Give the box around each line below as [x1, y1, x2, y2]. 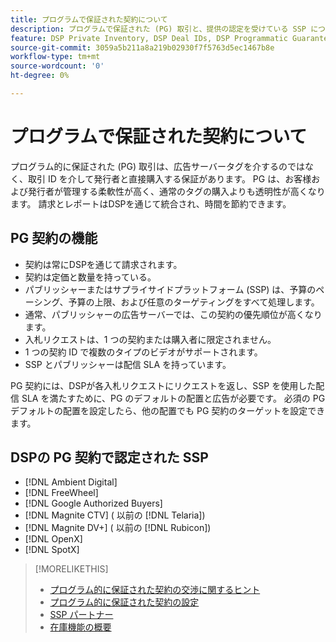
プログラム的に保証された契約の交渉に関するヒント [49, 584, 261, 596]
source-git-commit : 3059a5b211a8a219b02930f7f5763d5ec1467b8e [10, 42, 275, 53]
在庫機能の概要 [49, 621, 112, 633]
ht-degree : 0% [10, 71, 70, 81]
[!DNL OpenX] [24, 533, 83, 545]
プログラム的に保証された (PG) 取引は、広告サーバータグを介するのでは [10, 160, 305, 172]
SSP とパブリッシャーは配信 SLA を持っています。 [24, 358, 232, 370]
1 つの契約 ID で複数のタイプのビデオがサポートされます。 [24, 346, 263, 358]
